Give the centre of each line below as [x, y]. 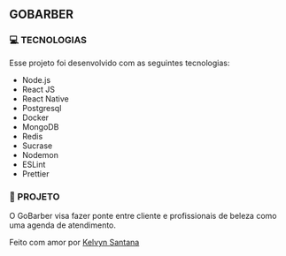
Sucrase [37, 146]
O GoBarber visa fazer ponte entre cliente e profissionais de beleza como [143, 215]
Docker [35, 117]
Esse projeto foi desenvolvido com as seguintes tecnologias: [120, 63]
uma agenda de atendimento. [63, 225]
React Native [45, 98]
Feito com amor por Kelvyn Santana [74, 242]
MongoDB [40, 126]
